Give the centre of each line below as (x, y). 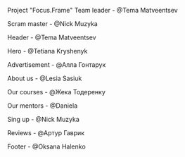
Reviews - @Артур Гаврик (46, 133)
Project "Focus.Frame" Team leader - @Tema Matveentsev (92, 10)
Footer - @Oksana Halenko (46, 146)
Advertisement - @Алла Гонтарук (57, 65)
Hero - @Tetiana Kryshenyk (47, 51)
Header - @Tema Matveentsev (52, 37)
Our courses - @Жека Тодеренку (56, 92)
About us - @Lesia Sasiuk (45, 78)
